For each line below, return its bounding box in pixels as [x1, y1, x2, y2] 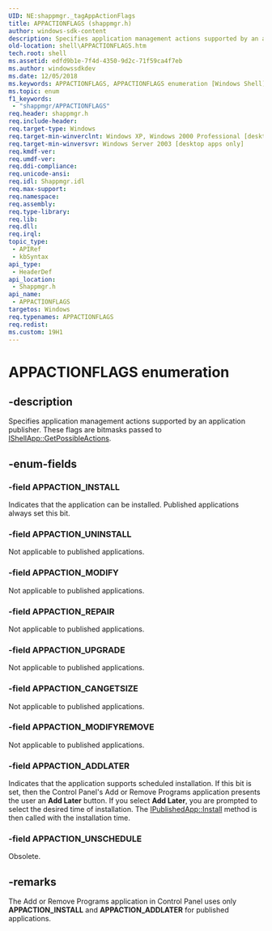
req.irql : [8, 230, 42, 239]
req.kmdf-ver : [8, 147, 57, 155]
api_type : [8, 260, 42, 268]
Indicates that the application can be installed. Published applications [8, 500, 240, 510]
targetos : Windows [8, 305, 70, 313]
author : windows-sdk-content [8, 27, 107, 35]
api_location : [8, 275, 57, 283]
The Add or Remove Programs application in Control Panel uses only [8, 896, 237, 907]
